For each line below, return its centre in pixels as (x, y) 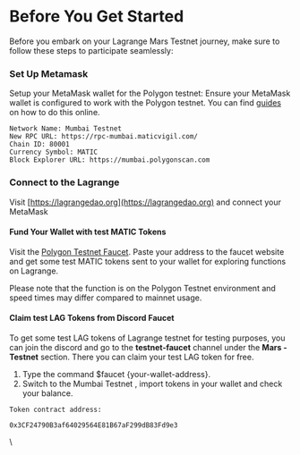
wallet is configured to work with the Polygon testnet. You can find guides (146, 103)
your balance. (47, 393)
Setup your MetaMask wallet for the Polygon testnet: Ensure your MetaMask (150, 93)
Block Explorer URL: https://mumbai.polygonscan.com (110, 160)
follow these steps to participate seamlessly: (91, 50)
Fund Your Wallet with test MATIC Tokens (88, 232)
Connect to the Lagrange (64, 182)
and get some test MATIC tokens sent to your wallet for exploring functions (148, 261)
